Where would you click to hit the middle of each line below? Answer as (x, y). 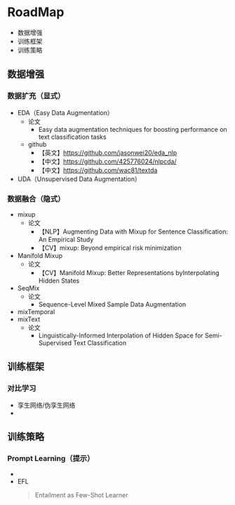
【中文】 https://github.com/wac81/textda (98, 170)
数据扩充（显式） (36, 96)
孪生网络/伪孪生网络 (46, 405)
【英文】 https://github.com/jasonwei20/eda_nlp (108, 152)
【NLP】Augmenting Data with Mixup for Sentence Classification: (133, 231)
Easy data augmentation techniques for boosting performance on (133, 129)
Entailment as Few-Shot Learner (81, 495)
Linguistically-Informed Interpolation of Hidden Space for (121, 335)
